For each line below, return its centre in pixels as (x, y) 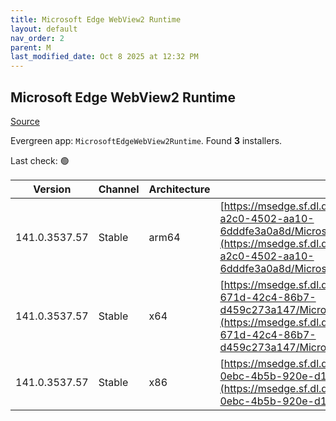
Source (25, 121)
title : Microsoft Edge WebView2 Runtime (96, 19)
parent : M (31, 47)
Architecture (179, 189)
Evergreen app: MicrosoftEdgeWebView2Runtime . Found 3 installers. (146, 140)
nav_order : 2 (37, 38)
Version (52, 189)
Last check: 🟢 (40, 160)
